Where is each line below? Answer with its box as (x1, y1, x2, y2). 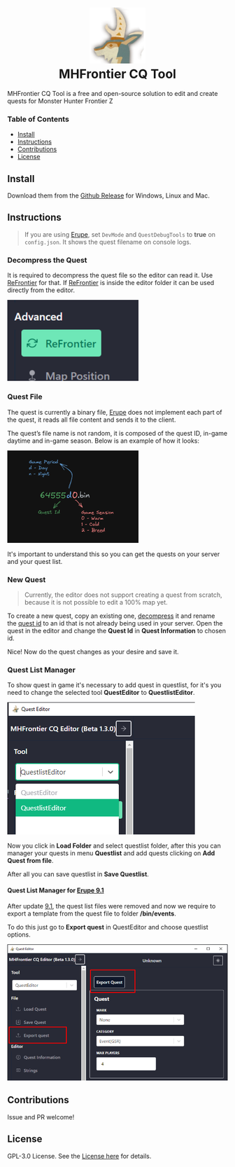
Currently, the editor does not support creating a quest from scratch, (24, 591, 222, 599)
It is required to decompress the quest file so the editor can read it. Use (7, 271, 213, 279)
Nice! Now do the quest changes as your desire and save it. (7, 648, 180, 656)
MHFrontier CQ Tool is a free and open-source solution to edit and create (7, 89, 218, 97)
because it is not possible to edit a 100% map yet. (24, 598, 168, 607)
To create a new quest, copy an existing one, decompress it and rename (7, 612, 215, 620)
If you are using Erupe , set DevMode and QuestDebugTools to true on (24, 230, 215, 238)
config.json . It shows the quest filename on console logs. (24, 237, 192, 246)
